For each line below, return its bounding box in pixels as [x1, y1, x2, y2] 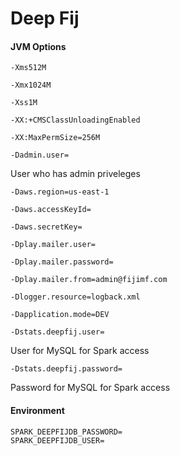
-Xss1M [10, 98, 38, 108]
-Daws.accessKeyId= [10, 205, 92, 215]
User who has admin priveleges [10, 168, 141, 180]
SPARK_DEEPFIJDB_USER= [10, 435, 105, 446]
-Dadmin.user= [10, 150, 70, 161]
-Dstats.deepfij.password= [10, 364, 123, 374]
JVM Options [10, 40, 67, 52]
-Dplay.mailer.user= [10, 240, 97, 250]
